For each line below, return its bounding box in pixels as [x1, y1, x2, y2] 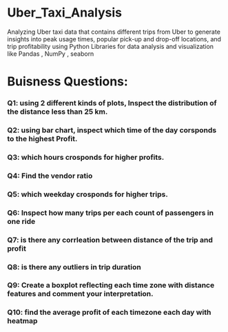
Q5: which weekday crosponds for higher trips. [7, 189, 169, 199]
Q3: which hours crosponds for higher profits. [7, 152, 165, 162]
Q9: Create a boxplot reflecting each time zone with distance [7, 280, 215, 290]
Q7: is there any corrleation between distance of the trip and [7, 235, 214, 245]
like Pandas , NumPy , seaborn [7, 50, 94, 58]
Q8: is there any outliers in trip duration [7, 262, 141, 271]
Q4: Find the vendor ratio [7, 171, 93, 180]
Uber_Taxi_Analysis [7, 5, 123, 21]
